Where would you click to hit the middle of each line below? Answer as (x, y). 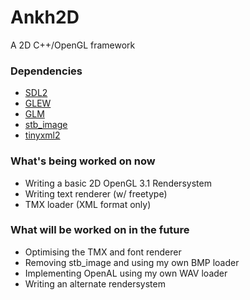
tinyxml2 (42, 135)
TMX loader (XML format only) (88, 204)
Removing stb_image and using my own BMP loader (132, 262)
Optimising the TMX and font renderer (103, 252)
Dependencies (46, 71)
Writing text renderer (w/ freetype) (96, 193)
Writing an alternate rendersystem (95, 283)
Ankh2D (45, 17)
